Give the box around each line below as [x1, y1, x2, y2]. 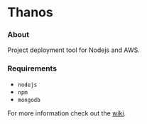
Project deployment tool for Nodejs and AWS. [7, 46, 140, 54]
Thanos [7, 4, 53, 21]
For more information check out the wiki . [7, 108, 126, 118]
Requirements [7, 63, 58, 73]
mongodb [17, 96, 40, 103]
